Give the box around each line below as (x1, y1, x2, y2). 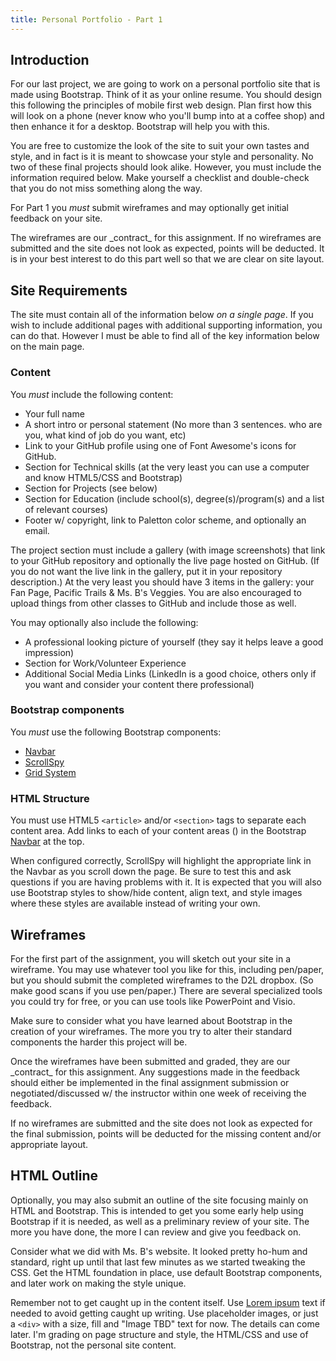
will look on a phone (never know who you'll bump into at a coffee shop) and (10, 110, 325, 122)
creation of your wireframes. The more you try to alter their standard (10, 1025, 293, 1037)
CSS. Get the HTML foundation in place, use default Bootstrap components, (10, 1266, 323, 1278)
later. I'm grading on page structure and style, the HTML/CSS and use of (10, 1328, 309, 1340)
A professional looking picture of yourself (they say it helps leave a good (24, 636, 324, 648)
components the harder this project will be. (10, 1036, 188, 1048)
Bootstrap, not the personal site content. (10, 1339, 177, 1351)
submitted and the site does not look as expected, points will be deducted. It (10, 242, 325, 255)
